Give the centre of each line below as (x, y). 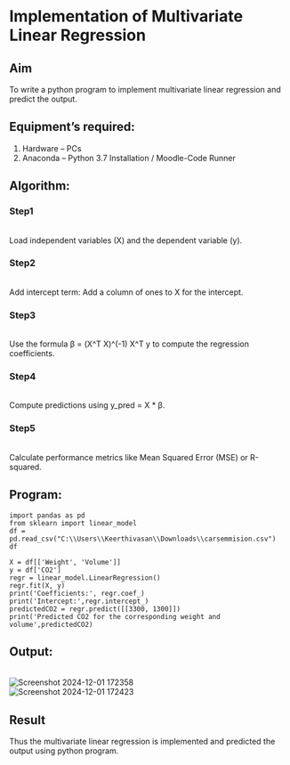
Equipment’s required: (72, 127)
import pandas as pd (48, 515)
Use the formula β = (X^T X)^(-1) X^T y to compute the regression (129, 344)
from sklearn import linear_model (73, 523)
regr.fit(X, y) (37, 585)
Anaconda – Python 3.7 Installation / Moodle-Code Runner (129, 158)
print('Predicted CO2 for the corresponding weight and (115, 616)
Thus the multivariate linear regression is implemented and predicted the (142, 742)
